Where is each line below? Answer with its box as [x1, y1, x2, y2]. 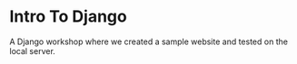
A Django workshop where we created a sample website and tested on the [9, 36, 289, 47]
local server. [9, 45, 56, 56]
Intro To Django [9, 6, 127, 27]
